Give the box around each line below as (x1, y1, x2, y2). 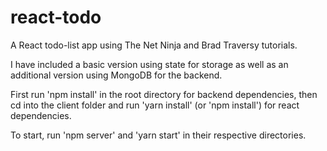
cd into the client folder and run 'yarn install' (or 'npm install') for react (10, 99, 300, 111)
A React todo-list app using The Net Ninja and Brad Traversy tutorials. (10, 39, 298, 51)
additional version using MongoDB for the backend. (10, 69, 223, 81)
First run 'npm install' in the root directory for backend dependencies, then (10, 88, 318, 100)
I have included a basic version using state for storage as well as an (10, 58, 289, 70)
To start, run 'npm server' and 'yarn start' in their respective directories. (10, 129, 307, 141)
